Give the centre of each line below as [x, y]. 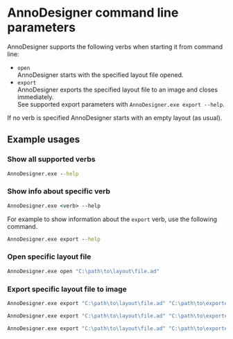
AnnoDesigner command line [93, 13]
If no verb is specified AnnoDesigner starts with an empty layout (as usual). [115, 118]
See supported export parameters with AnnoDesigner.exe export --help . [121, 104]
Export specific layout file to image [67, 289]
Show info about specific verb [59, 191]
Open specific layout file [49, 257]
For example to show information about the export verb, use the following [112, 219]
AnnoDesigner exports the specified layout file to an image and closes [118, 89]
